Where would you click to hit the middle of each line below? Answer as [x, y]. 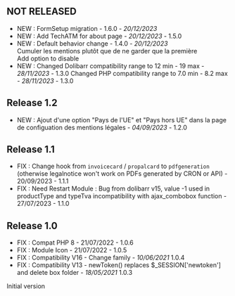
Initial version [26, 286]
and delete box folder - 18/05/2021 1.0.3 [75, 273]
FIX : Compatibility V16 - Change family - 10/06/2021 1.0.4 [101, 258]
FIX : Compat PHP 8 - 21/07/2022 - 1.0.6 [75, 243]
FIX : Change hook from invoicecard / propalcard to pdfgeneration [113, 166]
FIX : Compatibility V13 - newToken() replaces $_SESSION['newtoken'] [119, 265]
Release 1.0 [32, 225]
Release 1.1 [31, 149]
